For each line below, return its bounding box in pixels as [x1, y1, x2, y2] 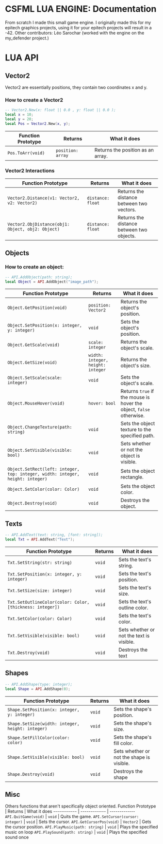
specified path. [120, 432, 155, 439]
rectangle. [120, 474, 144, 480]
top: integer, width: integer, [7, 471, 80, 477]
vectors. [117, 206, 136, 213]
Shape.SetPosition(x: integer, [7, 707, 80, 712]
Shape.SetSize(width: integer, [7, 721, 80, 727]
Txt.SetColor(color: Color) [7, 616, 72, 622]
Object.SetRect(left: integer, [7, 466, 80, 472]
